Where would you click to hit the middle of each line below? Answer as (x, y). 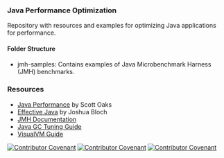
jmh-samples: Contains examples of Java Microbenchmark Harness (114, 64)
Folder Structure (31, 49)
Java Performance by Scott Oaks (64, 104)
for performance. (32, 33)
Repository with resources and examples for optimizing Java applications (112, 26)
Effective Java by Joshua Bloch (62, 112)
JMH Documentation (47, 119)
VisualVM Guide (40, 134)
